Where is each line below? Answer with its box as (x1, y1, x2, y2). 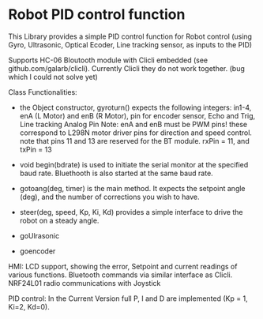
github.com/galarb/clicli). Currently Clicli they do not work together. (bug (8, 63, 245, 73)
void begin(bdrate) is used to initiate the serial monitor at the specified (19, 159, 249, 169)
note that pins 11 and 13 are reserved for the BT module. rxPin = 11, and (19, 136, 250, 145)
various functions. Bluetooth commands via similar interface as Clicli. (8, 270, 233, 280)
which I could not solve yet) (8, 72, 99, 81)
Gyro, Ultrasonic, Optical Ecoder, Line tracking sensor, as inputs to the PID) (8, 39, 253, 49)
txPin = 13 (19, 144, 53, 154)
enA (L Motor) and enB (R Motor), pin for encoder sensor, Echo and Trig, (19, 111, 256, 120)
